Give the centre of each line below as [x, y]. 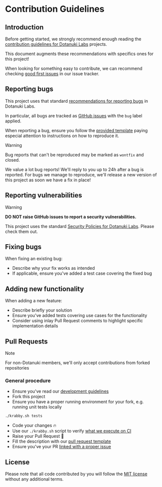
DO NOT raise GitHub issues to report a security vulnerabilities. [71, 217]
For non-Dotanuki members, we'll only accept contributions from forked [78, 363]
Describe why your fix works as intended [54, 268]
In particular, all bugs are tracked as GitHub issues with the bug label [74, 115]
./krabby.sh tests [24, 416]
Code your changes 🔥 [34, 426]
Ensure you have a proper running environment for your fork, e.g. [78, 402]
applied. [13, 121]
